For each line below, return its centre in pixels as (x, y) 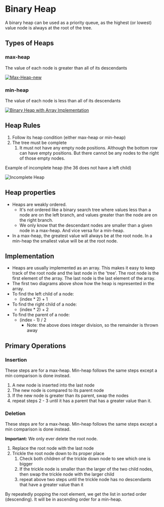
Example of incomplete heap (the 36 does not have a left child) (68, 168)
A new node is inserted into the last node (53, 385)
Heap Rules (23, 126)
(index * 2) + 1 (33, 299)
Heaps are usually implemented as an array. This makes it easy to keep (83, 268)
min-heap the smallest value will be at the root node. (65, 241)
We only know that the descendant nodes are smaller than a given (86, 225)
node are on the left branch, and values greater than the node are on (88, 215)
